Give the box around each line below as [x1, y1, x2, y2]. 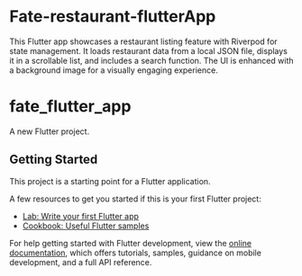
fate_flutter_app [9, 96, 132, 117]
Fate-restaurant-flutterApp [9, 6, 216, 27]
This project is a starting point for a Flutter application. [9, 175, 211, 186]
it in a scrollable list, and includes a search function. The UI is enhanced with [9, 55, 294, 66]
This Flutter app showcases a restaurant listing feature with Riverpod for [9, 36, 278, 47]
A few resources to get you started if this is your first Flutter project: [9, 193, 261, 204]
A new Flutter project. [9, 126, 90, 137]
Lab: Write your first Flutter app [22, 210, 140, 221]
